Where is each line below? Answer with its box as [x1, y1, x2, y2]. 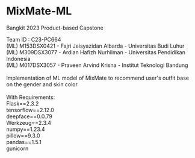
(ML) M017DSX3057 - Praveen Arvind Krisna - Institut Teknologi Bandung [6, 62, 188, 69]
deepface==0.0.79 [6, 113, 52, 120]
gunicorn [6, 145, 29, 152]
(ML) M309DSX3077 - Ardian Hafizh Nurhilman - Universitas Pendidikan [6, 48, 185, 55]
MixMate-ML [6, 4, 72, 18]
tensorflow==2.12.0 [6, 106, 54, 113]
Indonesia [6, 55, 31, 62]
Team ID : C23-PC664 [6, 36, 61, 43]
